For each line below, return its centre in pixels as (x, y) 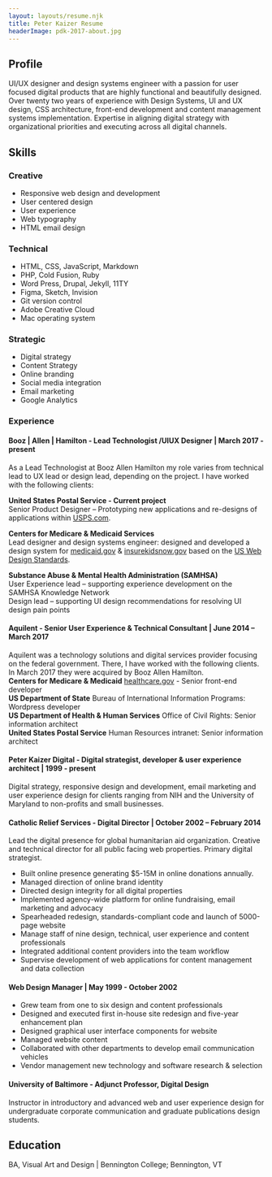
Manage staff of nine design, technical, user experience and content (134, 934)
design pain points (39, 610)
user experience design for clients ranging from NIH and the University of (131, 795)
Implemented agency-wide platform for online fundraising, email (127, 900)
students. (24, 1119)
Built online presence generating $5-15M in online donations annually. (137, 874)
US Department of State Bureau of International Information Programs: (127, 698)
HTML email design (53, 228)
